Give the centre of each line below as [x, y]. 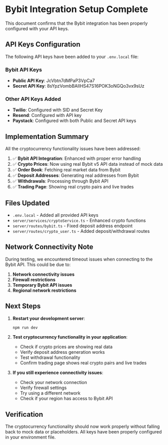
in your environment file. [31, 437]
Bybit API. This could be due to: [38, 264]
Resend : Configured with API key [47, 115]
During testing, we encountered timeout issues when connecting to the [79, 259]
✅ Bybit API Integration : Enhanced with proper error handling [77, 158]
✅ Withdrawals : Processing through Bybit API [60, 181]
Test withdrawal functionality [50, 358]
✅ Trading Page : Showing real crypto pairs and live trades [73, 187]
